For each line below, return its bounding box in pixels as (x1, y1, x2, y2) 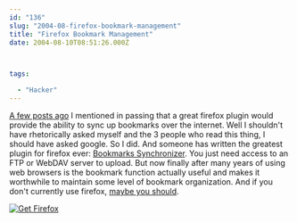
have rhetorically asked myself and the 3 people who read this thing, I (9, 129, 266, 139)
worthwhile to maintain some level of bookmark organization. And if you (9, 177, 274, 187)
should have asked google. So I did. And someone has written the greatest (9, 139, 284, 149)
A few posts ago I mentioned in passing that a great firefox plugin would (9, 111, 274, 120)
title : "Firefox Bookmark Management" (9, 29, 153, 38)
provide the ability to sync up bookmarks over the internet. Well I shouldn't (9, 119, 284, 130)
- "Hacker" (17, 86, 58, 95)
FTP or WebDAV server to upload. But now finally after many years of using (9, 158, 285, 168)
